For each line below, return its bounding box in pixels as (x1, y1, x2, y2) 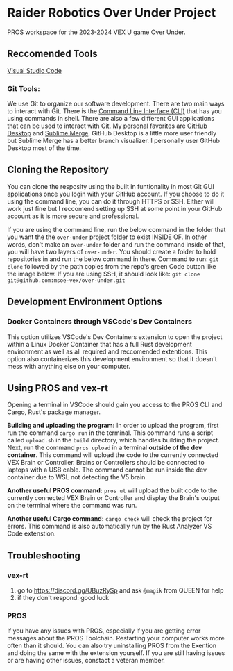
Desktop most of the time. (7, 144, 82, 152)
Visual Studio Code (7, 66, 62, 74)
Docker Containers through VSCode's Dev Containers (7, 317, 193, 326)
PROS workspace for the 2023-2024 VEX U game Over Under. (7, 28, 186, 36)
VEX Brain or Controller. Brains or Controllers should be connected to (7, 458, 205, 467)
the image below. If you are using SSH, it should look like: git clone (7, 270, 200, 278)
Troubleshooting (7, 549, 81, 561)
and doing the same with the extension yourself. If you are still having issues (7, 649, 225, 657)
